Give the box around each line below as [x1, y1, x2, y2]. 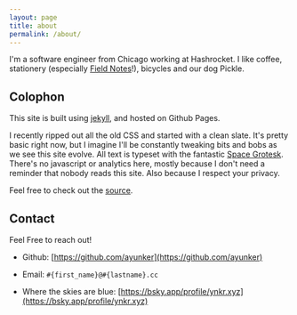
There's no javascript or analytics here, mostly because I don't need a [9, 158, 265, 169]
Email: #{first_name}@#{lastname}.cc [21, 269, 158, 279]
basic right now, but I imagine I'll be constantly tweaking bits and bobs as [9, 140, 277, 150]
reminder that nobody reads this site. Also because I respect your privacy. [9, 168, 280, 179]
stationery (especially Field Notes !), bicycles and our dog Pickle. [9, 63, 245, 74]
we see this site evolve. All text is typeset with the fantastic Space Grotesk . [9, 149, 285, 160]
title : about [9, 21, 58, 30]
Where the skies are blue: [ [21, 287, 122, 296]
